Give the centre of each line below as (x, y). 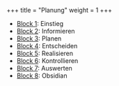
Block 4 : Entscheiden (47, 46)
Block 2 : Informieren (46, 31)
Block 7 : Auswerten (44, 68)
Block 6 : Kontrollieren (47, 61)
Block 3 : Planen (39, 38)
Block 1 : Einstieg (40, 23)
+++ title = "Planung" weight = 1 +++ (59, 10)
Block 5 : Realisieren (45, 53)
